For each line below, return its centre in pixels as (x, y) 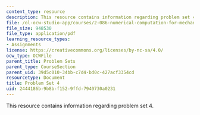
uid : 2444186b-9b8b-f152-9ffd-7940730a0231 (61, 89)
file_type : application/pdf (41, 34)
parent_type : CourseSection (41, 67)
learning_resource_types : (38, 39)
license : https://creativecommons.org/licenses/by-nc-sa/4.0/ (85, 50)
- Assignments (24, 45)
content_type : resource (36, 12)
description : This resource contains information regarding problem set (98, 17)
